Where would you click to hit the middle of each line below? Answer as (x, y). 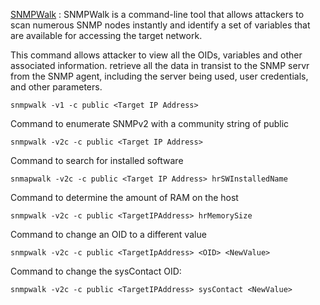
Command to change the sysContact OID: (96, 271)
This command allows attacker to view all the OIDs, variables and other (156, 55)
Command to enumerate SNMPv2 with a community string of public (150, 123)
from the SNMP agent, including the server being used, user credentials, (159, 76)
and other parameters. (56, 87)
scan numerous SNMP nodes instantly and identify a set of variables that (160, 25)
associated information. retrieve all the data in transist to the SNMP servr (160, 65)
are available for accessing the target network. (106, 35)
